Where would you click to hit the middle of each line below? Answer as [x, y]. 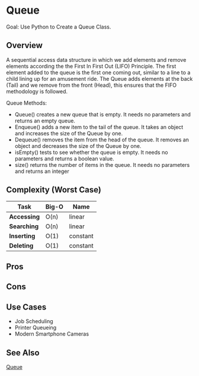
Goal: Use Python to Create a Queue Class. [59, 27]
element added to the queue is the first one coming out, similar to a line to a [98, 72]
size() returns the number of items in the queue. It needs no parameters [102, 165]
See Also [23, 353]
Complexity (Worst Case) [54, 190]
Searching [24, 226]
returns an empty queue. [45, 121]
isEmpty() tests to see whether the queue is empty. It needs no [91, 152]
